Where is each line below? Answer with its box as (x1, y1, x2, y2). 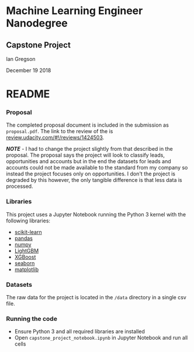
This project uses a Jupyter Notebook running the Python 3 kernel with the (6, 211, 186, 218)
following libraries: (6, 217, 51, 224)
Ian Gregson (6, 56, 36, 62)
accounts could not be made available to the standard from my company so (6, 164, 188, 171)
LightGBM (14, 247, 39, 254)
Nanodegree (6, 16, 68, 30)
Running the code (6, 315, 57, 323)
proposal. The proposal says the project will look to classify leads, (6, 151, 165, 159)
